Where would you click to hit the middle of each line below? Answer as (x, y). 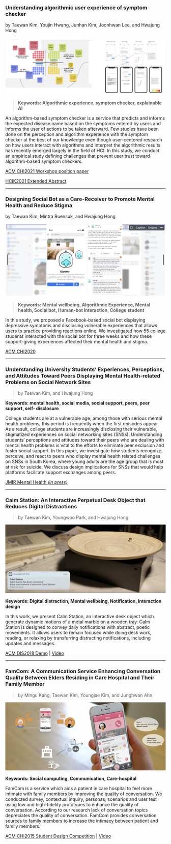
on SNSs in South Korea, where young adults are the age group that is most (84, 461)
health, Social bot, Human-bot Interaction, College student (81, 310)
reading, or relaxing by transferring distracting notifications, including (78, 638)
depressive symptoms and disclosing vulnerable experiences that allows (81, 325)
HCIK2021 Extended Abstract (36, 181)
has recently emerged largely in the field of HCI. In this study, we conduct (82, 150)
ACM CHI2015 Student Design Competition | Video (58, 836)
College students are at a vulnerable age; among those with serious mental (84, 418)
